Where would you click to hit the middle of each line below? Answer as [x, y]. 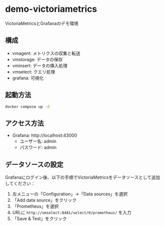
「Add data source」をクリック [44, 200]
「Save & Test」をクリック [40, 219]
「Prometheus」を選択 [36, 206]
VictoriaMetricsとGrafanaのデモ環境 [42, 23]
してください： [20, 184]
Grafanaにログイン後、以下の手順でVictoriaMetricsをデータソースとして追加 [83, 177]
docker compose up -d [27, 107]
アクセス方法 [24, 123]
